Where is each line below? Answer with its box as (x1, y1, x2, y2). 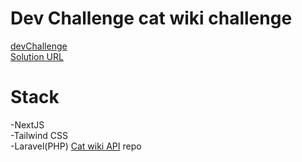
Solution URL (10, 50, 64, 62)
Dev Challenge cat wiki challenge (10, 7, 293, 30)
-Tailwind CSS (10, 129, 68, 141)
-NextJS (10, 118, 45, 131)
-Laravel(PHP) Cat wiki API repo (10, 140, 142, 152)
